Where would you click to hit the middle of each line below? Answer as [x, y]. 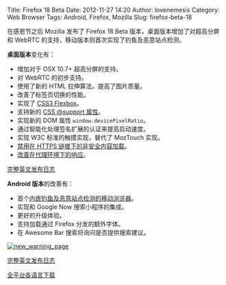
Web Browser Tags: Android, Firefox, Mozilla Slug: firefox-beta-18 [100, 17]
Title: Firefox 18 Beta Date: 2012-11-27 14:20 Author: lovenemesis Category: [114, 10]
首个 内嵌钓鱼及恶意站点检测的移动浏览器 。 [77, 198]
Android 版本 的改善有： [40, 184]
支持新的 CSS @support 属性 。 [61, 112]
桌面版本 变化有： [31, 54]
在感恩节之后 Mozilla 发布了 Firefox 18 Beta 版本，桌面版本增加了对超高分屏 [113, 31]
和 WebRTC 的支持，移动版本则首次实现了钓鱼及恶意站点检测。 [96, 40]
